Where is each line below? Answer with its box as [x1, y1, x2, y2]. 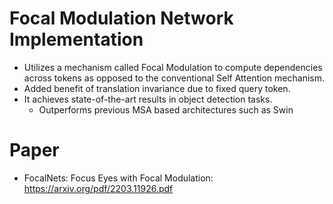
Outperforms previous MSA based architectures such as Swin [38, 103, 294, 116]
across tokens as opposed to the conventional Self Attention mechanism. [23, 72, 325, 84]
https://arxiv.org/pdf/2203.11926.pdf [23, 182, 174, 194]
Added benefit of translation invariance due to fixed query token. [23, 82, 291, 94]
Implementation [9, 28, 144, 51]
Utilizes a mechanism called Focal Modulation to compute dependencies [23, 61, 323, 73]
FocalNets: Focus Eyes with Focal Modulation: [23, 172, 214, 184]
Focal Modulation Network [9, 7, 234, 30]
